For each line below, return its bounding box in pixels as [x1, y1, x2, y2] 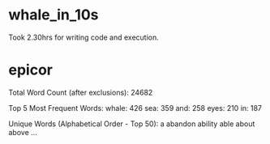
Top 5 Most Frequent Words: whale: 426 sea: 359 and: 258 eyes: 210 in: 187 [8, 103, 262, 112]
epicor [8, 61, 53, 79]
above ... [8, 127, 38, 137]
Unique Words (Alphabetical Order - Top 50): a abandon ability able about [8, 119, 255, 129]
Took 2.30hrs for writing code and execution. [8, 32, 160, 42]
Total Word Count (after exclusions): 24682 [8, 87, 153, 97]
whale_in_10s [8, 6, 99, 24]
